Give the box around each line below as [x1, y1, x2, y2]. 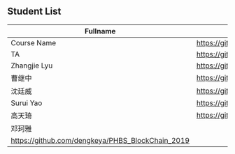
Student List [7, 6, 62, 17]
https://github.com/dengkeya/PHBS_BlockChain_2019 [10, 135, 190, 145]
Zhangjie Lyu [10, 61, 53, 70]
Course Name [10, 38, 57, 47]
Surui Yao [10, 98, 43, 107]
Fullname [84, 26, 116, 36]
